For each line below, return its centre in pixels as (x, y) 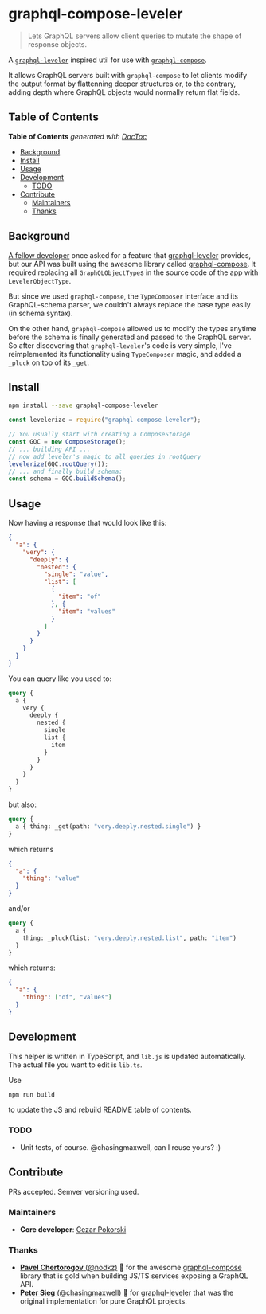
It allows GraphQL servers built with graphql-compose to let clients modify (128, 75)
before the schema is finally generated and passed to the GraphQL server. (130, 337)
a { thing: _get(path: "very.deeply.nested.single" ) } (108, 826)
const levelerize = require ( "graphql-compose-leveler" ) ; (105, 420)
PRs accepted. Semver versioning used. (74, 1191)
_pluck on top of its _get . (49, 362)
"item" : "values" (87, 611)
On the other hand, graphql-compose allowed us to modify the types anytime (132, 328)
